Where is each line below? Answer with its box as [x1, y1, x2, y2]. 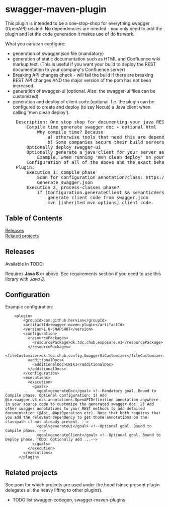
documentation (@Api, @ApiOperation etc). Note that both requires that [5, 411, 161, 416]
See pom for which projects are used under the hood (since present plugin [5, 482, 160, 488]
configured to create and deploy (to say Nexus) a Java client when [12, 104, 151, 110]
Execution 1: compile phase [26, 169, 96, 175]
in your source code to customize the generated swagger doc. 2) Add [5, 402, 154, 407]
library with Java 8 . [5, 276, 45, 282]
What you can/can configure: [5, 40, 66, 46]
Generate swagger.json [37, 179, 93, 185]
